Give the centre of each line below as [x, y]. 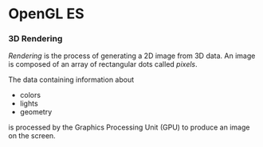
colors [30, 95]
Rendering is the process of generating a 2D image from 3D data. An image [132, 56]
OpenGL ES [47, 14]
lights [29, 103]
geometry [36, 112]
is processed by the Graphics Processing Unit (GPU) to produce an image [129, 127]
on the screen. [32, 136]
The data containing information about [71, 79]
